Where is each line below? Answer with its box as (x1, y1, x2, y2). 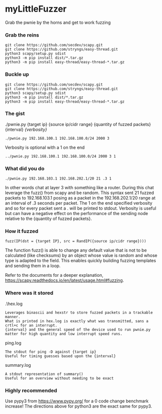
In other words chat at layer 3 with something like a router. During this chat (5, 185, 154, 191)
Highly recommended (5, 387, 57, 394)
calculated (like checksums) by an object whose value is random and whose (5, 252, 158, 258)
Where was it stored (5, 289, 53, 296)
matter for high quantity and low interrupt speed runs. (5, 331, 123, 336)
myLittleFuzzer (5, 3, 67, 15)
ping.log (5, 340, 22, 346)
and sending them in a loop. (5, 263, 61, 269)
